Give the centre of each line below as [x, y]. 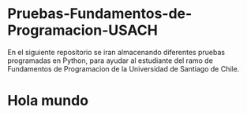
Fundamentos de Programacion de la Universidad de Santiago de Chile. [123, 68]
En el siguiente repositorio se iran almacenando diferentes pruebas [116, 52]
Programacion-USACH [83, 30]
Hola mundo [48, 101]
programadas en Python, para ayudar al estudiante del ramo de [110, 61]
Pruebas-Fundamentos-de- [100, 14]
